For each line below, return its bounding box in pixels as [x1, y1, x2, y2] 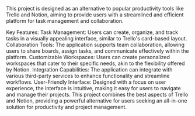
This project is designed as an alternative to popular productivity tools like [6, 5, 184, 12]
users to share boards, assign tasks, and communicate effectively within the [6, 47, 189, 54]
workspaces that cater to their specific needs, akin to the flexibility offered [6, 60, 185, 67]
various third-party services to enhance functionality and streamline [6, 73, 170, 79]
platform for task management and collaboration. [6, 18, 124, 24]
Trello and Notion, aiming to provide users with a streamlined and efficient [6, 11, 184, 18]
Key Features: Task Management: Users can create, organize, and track [6, 29, 179, 36]
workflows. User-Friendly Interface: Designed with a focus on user [6, 79, 166, 86]
